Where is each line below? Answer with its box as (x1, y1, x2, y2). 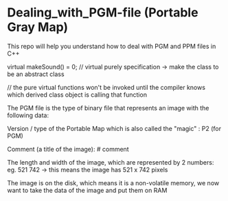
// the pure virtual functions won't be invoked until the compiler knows (7, 83, 206, 91)
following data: (7, 111, 49, 119)
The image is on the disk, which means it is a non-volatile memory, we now (7, 178, 220, 187)
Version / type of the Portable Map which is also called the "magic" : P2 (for (7, 124, 222, 132)
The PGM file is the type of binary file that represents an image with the (7, 104, 209, 112)
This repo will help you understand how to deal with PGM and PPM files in (7, 42, 216, 50)
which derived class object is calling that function (7, 91, 148, 99)
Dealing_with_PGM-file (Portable (7, 5, 198, 21)
